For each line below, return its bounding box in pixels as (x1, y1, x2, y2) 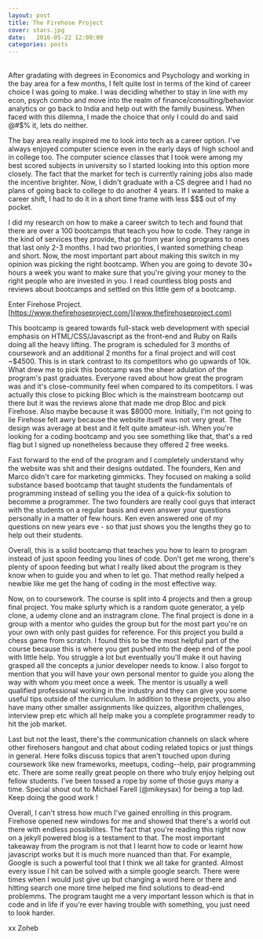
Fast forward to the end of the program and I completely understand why (8, 455, 244, 465)
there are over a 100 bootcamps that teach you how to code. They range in (8, 226, 250, 236)
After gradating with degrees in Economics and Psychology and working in (8, 71, 250, 80)
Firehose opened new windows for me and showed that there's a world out (8, 817, 251, 826)
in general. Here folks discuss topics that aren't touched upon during (8, 751, 231, 761)
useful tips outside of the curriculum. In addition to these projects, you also (8, 694, 251, 703)
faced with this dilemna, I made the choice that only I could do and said (8, 112, 239, 122)
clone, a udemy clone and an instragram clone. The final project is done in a (8, 611, 254, 620)
